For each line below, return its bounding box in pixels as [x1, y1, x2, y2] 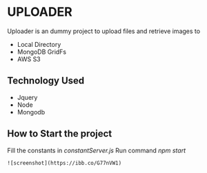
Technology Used [7, 75, 85, 87]
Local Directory [17, 40, 61, 48]
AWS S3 [17, 54, 41, 63]
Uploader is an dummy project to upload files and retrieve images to [7, 27, 201, 35]
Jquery [17, 93, 38, 101]
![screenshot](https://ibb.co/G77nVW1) [7, 159, 122, 166]
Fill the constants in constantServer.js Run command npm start [7, 146, 186, 154]
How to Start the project [7, 128, 112, 140]
